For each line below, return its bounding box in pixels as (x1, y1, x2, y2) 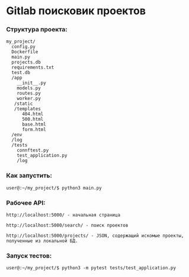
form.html (21, 127, 46, 133)
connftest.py (17, 147, 49, 153)
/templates (14, 106, 41, 112)
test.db (11, 70, 31, 76)
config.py (11, 44, 36, 50)
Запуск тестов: (6, 252, 52, 260)
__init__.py (17, 80, 46, 86)
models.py (17, 85, 41, 91)
